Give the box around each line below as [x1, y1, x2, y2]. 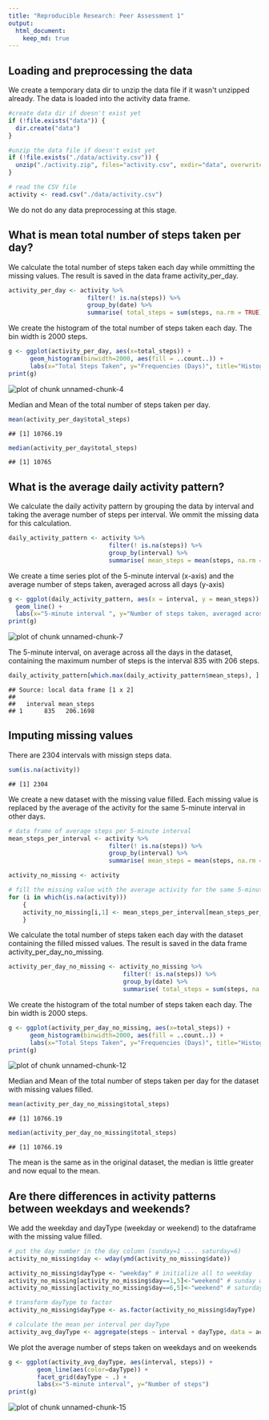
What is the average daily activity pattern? [8, 479, 225, 494]
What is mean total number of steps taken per [8, 228, 242, 242]
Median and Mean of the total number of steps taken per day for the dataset [8, 1076, 259, 1086]
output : [8, 19, 34, 27]
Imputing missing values [8, 728, 134, 743]
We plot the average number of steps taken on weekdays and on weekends [8, 1342, 258, 1352]
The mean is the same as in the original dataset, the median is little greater [8, 1157, 254, 1167]
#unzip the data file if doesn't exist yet [8, 146, 156, 154]
